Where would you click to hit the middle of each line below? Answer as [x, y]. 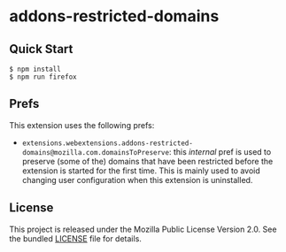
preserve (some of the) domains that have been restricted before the [147, 161]
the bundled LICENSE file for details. [75, 238]
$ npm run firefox [43, 77]
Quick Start [41, 49]
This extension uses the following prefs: [82, 125]
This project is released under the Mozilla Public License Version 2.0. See [143, 229]
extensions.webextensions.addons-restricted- [107, 143]
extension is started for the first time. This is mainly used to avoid [141, 171]
